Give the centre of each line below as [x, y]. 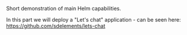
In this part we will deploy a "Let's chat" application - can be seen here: [93, 20]
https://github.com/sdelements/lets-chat [56, 26]
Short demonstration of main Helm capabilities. [64, 8]
